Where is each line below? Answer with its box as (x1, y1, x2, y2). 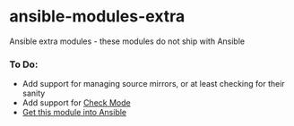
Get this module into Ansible (22, 107, 127, 118)
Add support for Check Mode (22, 97, 132, 108)
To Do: (9, 58, 39, 71)
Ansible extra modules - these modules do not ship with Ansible (9, 36, 245, 46)
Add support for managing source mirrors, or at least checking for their (22, 79, 285, 89)
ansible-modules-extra (9, 6, 186, 27)
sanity (22, 88, 46, 99)
